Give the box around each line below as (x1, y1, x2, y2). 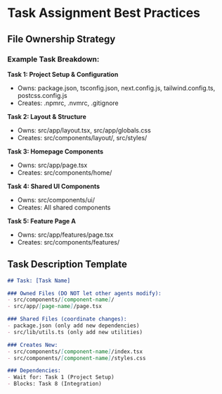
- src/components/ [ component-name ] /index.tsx (7, 347, 143, 355)
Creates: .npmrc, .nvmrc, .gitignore (17, 99, 119, 107)
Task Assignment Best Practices (7, 5, 201, 21)
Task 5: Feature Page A (7, 216, 76, 225)
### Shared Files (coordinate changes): (7, 316, 128, 323)
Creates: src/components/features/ (17, 238, 120, 246)
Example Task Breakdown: (7, 54, 100, 64)
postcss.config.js (17, 91, 68, 99)
